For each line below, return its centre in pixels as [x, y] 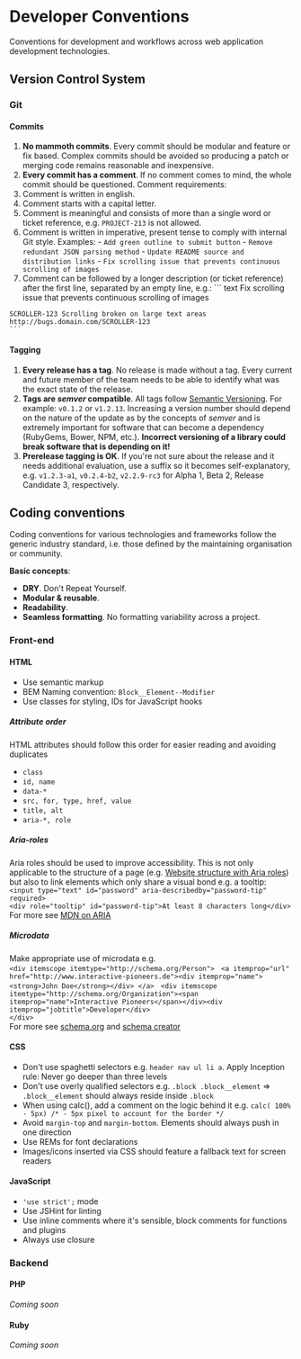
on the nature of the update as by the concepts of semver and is [141, 418]
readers [37, 1161]
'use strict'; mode [60, 1201]
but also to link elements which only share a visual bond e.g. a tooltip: [138, 882]
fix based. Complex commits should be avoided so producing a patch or [155, 156]
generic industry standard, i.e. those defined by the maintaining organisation [151, 544]
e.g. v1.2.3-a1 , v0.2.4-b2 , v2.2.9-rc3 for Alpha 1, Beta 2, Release [143, 475]
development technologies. [60, 50]
